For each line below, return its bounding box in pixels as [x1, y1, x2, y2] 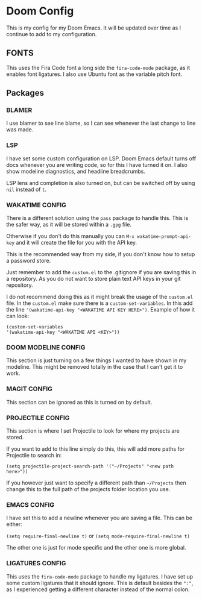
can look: [6, 312, 30, 320]
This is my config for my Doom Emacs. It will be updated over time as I [6, 24, 181, 31]
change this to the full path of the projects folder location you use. [6, 485, 171, 492]
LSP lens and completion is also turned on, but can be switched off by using [6, 179, 195, 186]
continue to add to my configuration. [6, 30, 97, 37]
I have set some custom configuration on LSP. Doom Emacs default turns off [6, 155, 197, 162]
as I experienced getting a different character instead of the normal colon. [6, 586, 190, 593]
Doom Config [6, 4, 74, 18]
